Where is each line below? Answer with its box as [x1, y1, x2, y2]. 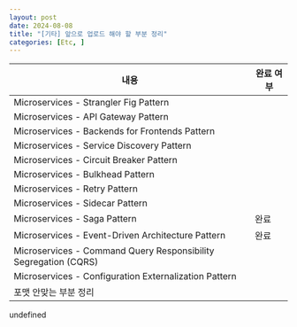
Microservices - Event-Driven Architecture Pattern [13, 230, 226, 242]
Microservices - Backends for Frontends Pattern [13, 125, 216, 137]
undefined [9, 309, 47, 320]
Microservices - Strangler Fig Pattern [13, 97, 170, 109]
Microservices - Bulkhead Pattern [13, 168, 155, 181]
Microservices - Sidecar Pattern [13, 197, 148, 209]
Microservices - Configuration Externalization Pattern [13, 270, 237, 283]
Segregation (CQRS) [13, 256, 99, 269]
